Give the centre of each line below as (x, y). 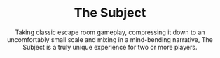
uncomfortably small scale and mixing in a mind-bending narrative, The (110, 39)
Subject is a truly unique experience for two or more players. (110, 47)
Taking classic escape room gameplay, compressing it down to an (110, 32)
